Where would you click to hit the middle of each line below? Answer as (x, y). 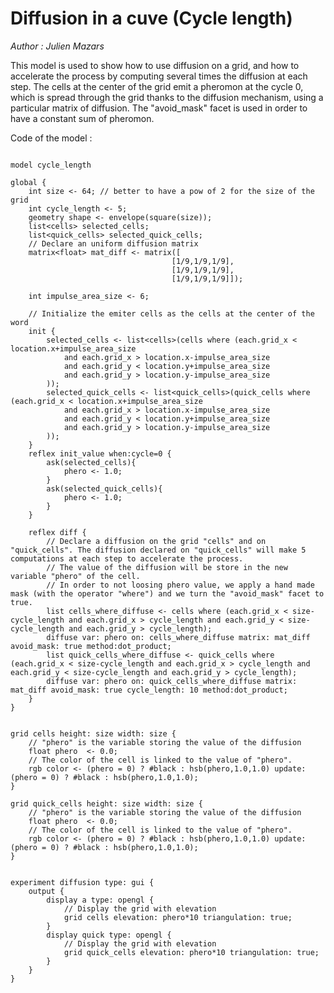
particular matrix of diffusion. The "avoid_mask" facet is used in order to (159, 108)
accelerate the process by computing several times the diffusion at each (159, 76)
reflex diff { (57, 532)
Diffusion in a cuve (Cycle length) (151, 18)
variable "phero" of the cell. (75, 576)
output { (46, 891)
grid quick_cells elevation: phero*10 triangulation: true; (191, 952)
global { (28, 182)
